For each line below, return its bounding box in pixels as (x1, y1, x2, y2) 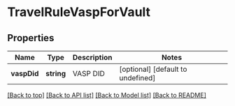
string (45, 69, 66, 78)
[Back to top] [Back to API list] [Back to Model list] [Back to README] (7, 91, 206, 99)
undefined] (119, 73, 156, 82)
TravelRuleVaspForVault (7, 4, 151, 20)
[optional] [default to (119, 64, 187, 74)
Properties (7, 32, 55, 44)
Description (72, 53, 113, 62)
